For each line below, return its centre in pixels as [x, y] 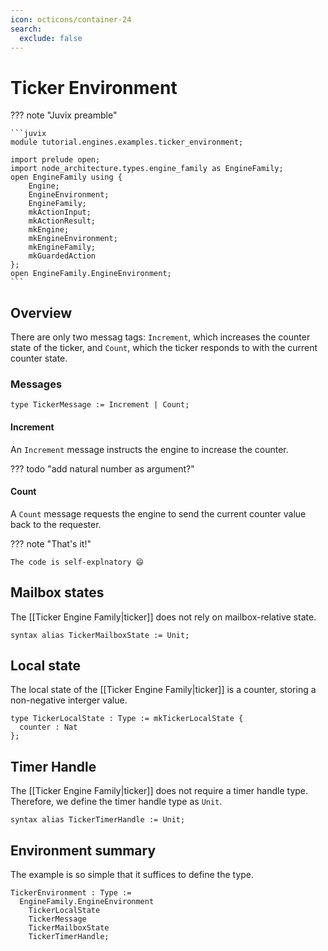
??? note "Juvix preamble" [64, 115]
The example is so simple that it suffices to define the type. [132, 875]
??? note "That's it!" [51, 543]
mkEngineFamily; [62, 247]
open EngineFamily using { [66, 177]
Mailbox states [57, 592]
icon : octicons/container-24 [71, 19]
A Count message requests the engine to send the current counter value [158, 513]
